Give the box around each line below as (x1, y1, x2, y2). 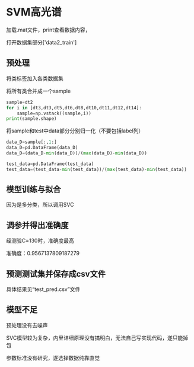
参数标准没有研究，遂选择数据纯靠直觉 (6, 354, 100, 361)
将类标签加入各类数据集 (6, 75, 63, 82)
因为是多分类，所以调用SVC (6, 201, 74, 208)
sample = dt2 (6, 99, 33, 105)
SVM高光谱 (6, 5, 62, 19)
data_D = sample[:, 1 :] (6, 139, 58, 145)
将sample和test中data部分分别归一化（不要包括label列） (6, 127, 144, 134)
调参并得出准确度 (6, 220, 69, 230)
